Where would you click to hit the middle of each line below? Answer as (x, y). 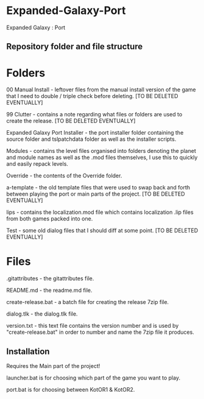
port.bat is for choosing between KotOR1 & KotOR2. (71, 390)
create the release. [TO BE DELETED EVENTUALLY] (71, 121)
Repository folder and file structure (75, 47)
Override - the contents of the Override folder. (64, 176)
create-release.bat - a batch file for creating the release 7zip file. (88, 302)
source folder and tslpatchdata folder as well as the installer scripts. (91, 139)
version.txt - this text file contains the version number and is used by (93, 326)
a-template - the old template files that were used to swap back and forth (98, 188)
